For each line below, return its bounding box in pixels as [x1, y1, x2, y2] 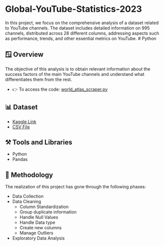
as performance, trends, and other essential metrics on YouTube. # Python [5, 35, 157, 41]
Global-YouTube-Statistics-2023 [5, 3, 142, 15]
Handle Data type [19, 219, 56, 225]
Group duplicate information [19, 209, 77, 215]
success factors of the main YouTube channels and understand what [5, 71, 144, 77]
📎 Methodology [5, 171, 53, 179]
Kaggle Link [12, 118, 36, 124]
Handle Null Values [19, 214, 58, 220]
